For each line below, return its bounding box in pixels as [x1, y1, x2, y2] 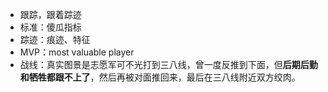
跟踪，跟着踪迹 [19, 9, 82, 20]
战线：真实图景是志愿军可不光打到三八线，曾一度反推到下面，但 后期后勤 [19, 59, 318, 70]
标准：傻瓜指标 [19, 21, 82, 33]
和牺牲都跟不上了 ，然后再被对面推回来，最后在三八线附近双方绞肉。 [19, 71, 301, 83]
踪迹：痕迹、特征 [19, 34, 91, 45]
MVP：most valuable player [19, 46, 135, 58]
